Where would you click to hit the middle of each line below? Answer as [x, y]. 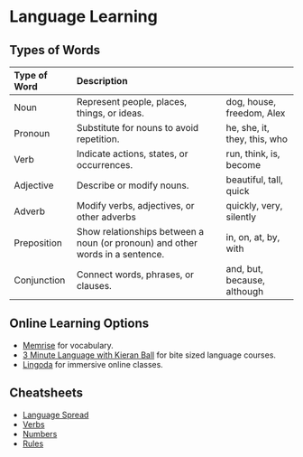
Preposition [38, 243]
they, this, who [257, 139]
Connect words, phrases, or [135, 275]
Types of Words [55, 50]
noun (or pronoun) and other [137, 243]
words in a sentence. [120, 254]
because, [246, 280]
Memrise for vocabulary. [68, 345]
